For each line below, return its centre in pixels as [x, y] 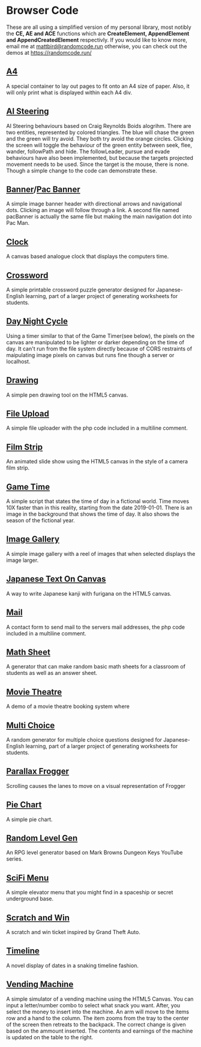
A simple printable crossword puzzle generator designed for [80, 290]
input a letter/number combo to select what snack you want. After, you [93, 1005]
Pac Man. [18, 223]
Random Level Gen [42, 838]
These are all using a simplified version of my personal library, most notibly [99, 27]
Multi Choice [31, 725]
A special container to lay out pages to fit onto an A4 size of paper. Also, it [98, 86]
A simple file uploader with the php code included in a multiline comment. [97, 428]
